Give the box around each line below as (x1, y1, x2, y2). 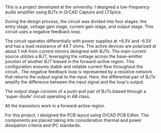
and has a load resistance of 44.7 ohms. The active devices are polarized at (5, 43, 157, 49)
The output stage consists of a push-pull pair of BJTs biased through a (5, 89, 146, 94)
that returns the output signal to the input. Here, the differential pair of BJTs (5, 74, 156, 80)
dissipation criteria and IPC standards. (5, 122, 81, 128)
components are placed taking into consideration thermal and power (5, 118, 142, 123)
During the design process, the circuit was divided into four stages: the (5, 19, 147, 24)
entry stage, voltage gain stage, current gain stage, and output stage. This (5, 24, 154, 29)
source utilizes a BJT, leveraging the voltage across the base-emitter (5, 53, 143, 59)
